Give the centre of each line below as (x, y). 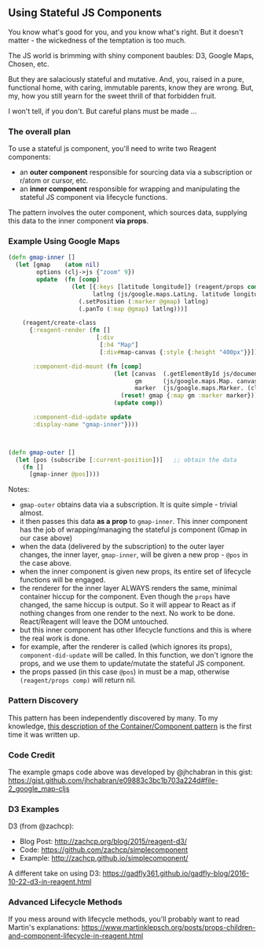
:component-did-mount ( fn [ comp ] (88, 366)
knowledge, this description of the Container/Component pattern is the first (130, 726)
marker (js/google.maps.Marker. (189, 389)
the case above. (46, 563)
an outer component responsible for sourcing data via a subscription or (136, 172)
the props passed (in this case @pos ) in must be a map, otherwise (125, 672)
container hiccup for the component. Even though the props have (125, 596)
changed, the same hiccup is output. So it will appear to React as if (128, 605)
